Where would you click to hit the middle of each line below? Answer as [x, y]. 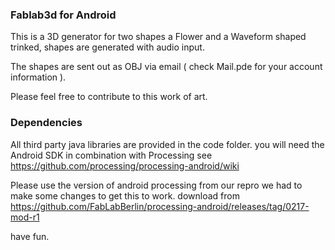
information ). [38, 77]
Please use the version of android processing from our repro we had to [156, 185]
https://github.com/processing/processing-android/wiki [125, 165]
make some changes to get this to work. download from [125, 195]
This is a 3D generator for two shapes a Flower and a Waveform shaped [158, 37]
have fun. [30, 236]
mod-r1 [25, 217]
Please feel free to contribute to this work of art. [109, 97]
